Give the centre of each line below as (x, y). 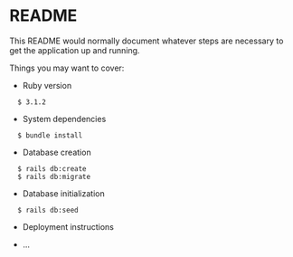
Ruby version (47, 85)
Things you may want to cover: (67, 68)
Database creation (57, 152)
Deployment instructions (68, 226)
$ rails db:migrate (54, 176)
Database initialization (64, 193)
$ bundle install (50, 135)
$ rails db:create (52, 168)
